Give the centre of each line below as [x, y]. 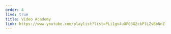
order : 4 [15, 10]
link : [11, 24]
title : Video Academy [28, 19]
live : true [17, 14]
